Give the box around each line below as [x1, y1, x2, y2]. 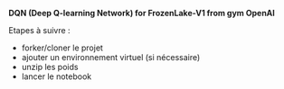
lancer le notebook [21, 71, 92, 82]
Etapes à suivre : [8, 25, 71, 35]
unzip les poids [21, 62, 79, 72]
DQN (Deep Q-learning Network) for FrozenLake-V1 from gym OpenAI [8, 8, 275, 18]
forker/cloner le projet [21, 42, 103, 53]
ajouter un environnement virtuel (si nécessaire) [21, 52, 201, 62]
